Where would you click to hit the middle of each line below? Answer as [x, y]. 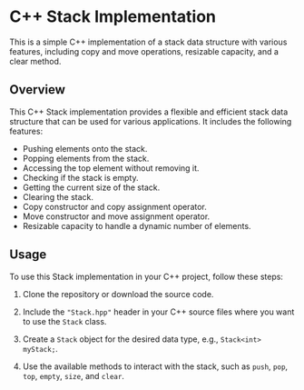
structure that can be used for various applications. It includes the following [151, 121]
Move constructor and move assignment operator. [116, 216]
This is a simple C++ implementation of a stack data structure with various [148, 42]
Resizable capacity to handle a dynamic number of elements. [137, 225]
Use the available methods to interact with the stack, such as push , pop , [155, 366]
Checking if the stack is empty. [80, 177]
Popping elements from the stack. [86, 158]
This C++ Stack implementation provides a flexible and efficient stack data [149, 112]
